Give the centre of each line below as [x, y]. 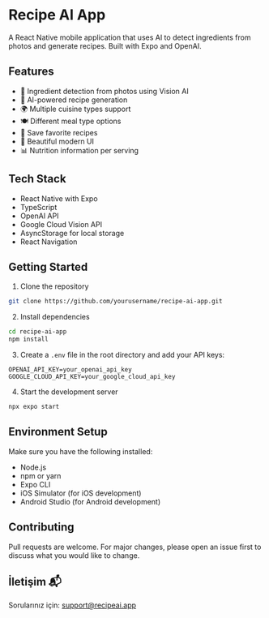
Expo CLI [35, 484]
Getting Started [48, 266]
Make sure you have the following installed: [81, 451]
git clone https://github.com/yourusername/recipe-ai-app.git [115, 302]
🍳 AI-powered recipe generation [74, 100]
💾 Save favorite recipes [59, 132]
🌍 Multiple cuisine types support [75, 109]
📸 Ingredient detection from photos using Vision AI [104, 91]
